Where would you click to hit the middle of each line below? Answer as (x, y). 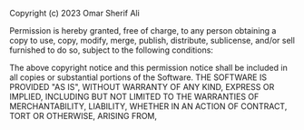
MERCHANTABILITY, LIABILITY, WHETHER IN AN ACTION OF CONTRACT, (148, 106)
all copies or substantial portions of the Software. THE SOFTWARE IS (138, 77)
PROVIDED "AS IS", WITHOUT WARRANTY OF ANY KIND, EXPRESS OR (142, 87)
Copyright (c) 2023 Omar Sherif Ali (75, 13)
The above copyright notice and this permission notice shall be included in (148, 68)
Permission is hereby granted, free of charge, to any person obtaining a (143, 30)
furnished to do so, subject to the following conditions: (111, 50)
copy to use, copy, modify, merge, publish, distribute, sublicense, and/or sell (152, 40)
